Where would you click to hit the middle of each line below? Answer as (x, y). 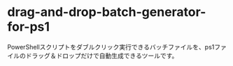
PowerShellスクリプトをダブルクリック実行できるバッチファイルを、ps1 (111, 47)
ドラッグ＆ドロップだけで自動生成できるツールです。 (102, 56)
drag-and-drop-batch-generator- (107, 12)
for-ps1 (29, 27)
